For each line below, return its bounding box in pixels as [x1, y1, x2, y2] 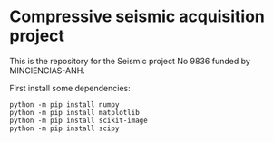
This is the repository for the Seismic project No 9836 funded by [9, 55, 251, 66]
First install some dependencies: [9, 82, 131, 93]
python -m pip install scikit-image [9, 116, 148, 125]
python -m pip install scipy [9, 124, 120, 133]
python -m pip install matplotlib [9, 108, 141, 117]
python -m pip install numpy [9, 99, 120, 109]
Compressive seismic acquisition [9, 6, 266, 27]
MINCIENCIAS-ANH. [9, 65, 86, 76]
